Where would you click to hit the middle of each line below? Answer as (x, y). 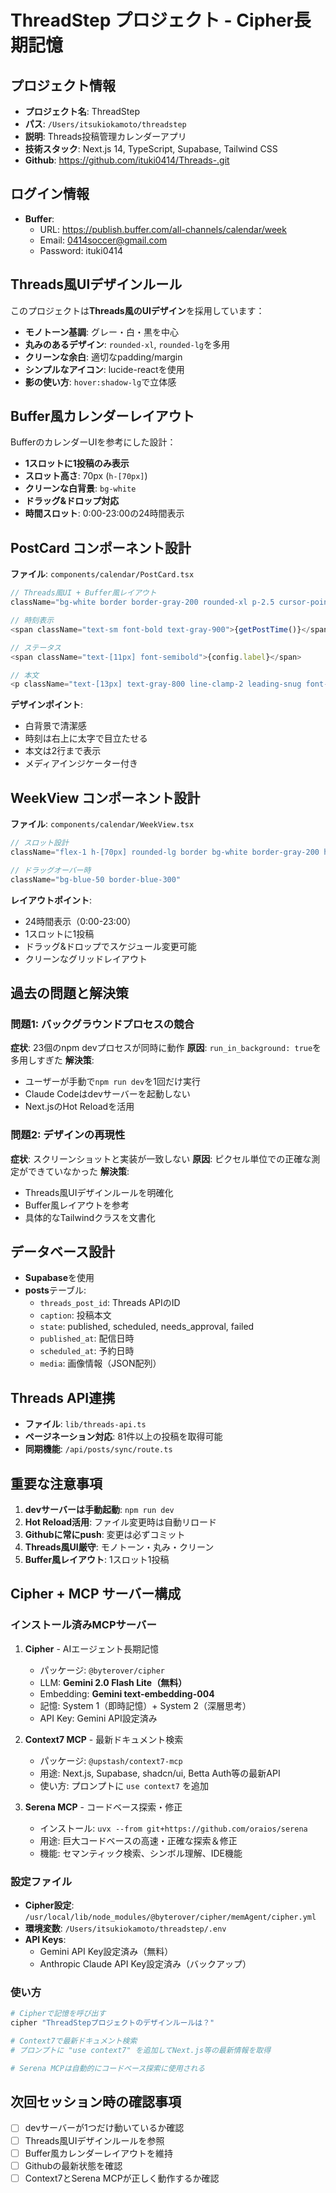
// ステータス (36, 647)
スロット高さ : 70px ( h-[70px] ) (86, 476)
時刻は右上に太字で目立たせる (86, 738)
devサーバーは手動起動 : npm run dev (99, 1509)
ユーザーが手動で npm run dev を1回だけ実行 (112, 1082)
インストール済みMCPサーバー (83, 1625)
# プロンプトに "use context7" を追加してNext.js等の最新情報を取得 (141, 2050)
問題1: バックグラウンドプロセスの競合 (102, 1024)
